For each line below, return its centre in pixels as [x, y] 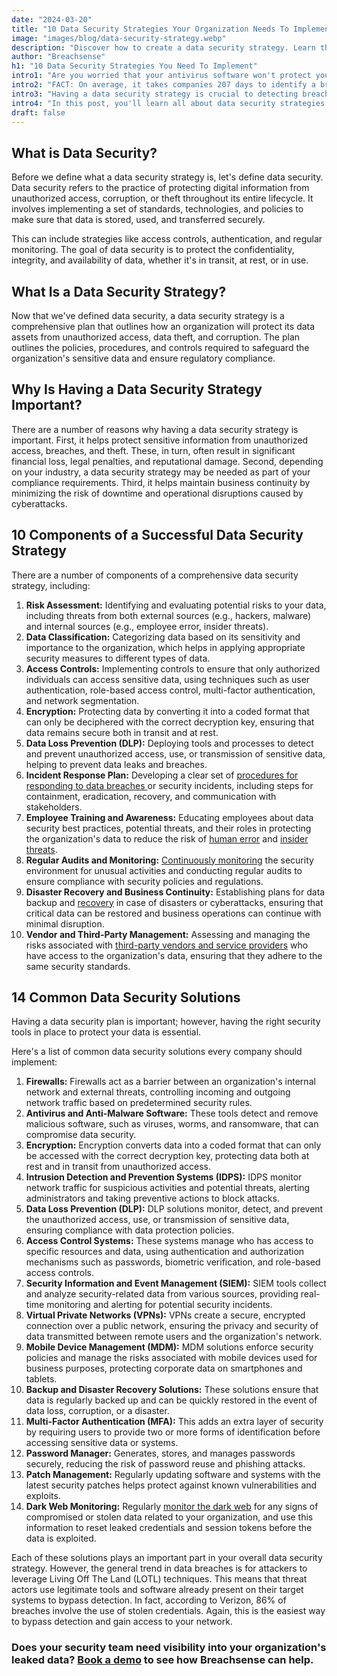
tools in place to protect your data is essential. [106, 1032]
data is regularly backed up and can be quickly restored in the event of [171, 1400]
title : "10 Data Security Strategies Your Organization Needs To [150, 29]
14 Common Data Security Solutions [126, 997]
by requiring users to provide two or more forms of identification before [173, 1432]
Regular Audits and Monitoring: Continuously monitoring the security [169, 860]
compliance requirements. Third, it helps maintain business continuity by [161, 482]
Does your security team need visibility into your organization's [169, 1648]
